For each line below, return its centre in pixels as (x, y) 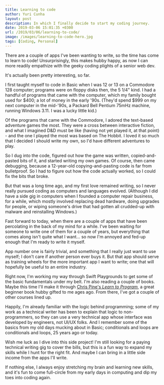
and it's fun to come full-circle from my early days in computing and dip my (81, 372)
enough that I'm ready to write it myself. (45, 242)
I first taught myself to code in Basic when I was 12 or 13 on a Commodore (80, 85)
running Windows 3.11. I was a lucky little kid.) (51, 110)
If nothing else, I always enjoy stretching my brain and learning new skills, (79, 367)
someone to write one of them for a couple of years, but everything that (77, 231)
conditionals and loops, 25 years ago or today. (52, 332)
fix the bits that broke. (27, 176)
